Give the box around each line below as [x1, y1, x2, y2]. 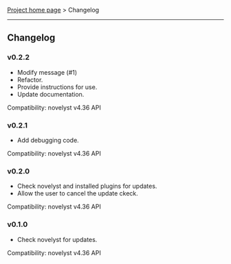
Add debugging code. [16, 136, 79, 144]
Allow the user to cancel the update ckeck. [16, 189, 139, 197]
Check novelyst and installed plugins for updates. [16, 182, 157, 191]
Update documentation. [16, 90, 85, 98]
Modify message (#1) [16, 68, 78, 76]
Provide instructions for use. [16, 82, 98, 91]
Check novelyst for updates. [16, 235, 98, 243]
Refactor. [16, 75, 43, 84]
